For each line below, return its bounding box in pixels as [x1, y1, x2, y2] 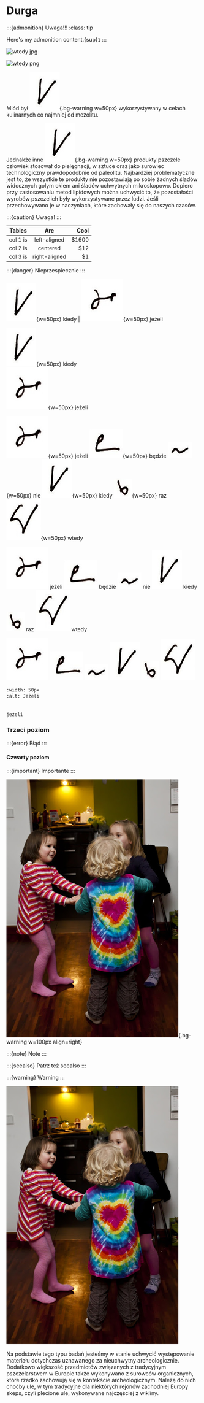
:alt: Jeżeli [6, 693, 40, 699]
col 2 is [9, 244, 28, 252]
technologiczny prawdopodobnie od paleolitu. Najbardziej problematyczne [6, 169, 195, 176]
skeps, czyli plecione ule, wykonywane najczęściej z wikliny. [6, 1390, 159, 1397]
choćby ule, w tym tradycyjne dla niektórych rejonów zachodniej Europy [6, 1383, 189, 1390]
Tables [9, 227, 28, 234]
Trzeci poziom [6, 725, 50, 734]
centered [37, 244, 61, 252]
